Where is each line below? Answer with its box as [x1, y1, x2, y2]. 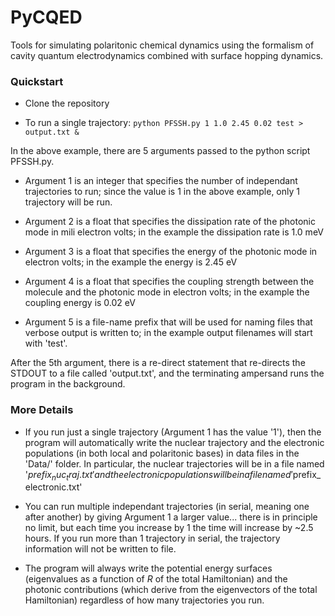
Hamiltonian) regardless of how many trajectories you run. [24, 594, 265, 606]
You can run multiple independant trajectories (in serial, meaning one [24, 501, 310, 513]
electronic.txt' [24, 481, 83, 493]
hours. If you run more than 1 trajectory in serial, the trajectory [24, 532, 281, 545]
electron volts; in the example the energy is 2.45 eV [24, 256, 238, 268]
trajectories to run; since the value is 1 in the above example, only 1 [24, 186, 300, 198]
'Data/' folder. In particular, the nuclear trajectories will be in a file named [24, 457, 325, 470]
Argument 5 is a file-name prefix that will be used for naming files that [24, 316, 313, 328]
